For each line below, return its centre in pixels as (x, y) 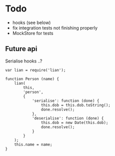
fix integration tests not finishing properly (55, 27)
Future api (21, 49)
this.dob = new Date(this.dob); (74, 122)
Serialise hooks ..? (24, 61)
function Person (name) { (32, 79)
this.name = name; (33, 144)
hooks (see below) (31, 22)
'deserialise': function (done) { (68, 118)
